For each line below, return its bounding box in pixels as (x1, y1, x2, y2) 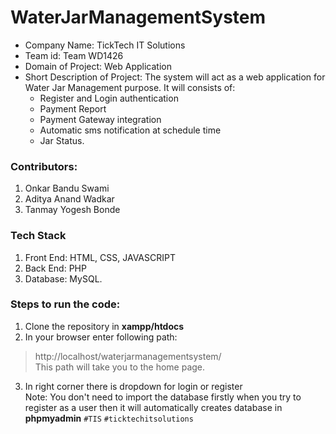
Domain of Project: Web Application (24, 60, 172, 72)
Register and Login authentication (39, 92, 179, 104)
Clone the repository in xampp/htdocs (24, 320, 185, 332)
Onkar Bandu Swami (24, 182, 110, 195)
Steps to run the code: (10, 297, 121, 311)
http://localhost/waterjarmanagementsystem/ (34, 350, 222, 362)
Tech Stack (10, 229, 67, 243)
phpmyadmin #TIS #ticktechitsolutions (24, 412, 194, 424)
